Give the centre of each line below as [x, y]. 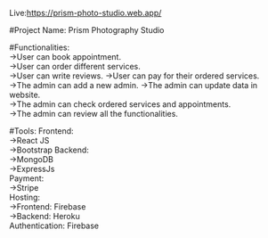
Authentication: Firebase [54, 226]
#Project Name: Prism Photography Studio [87, 30]
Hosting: [25, 197]
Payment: [27, 178]
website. [25, 94]
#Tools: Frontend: [41, 131]
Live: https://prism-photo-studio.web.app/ [85, 13]
